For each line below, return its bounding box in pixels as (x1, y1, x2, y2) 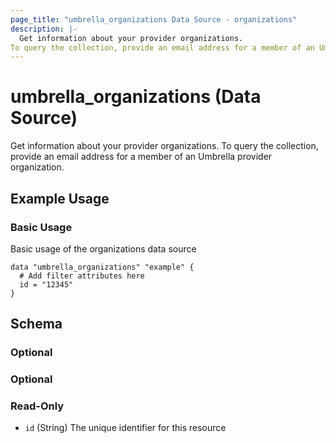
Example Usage (10, 190, 110, 207)
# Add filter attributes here (19, 271, 145, 281)
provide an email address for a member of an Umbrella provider (10, 151, 273, 163)
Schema (10, 316, 63, 333)
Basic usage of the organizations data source (10, 242, 197, 255)
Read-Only (10, 399, 65, 413)
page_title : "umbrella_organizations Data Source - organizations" (10, 14, 298, 25)
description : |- (10, 24, 78, 34)
